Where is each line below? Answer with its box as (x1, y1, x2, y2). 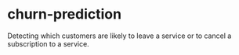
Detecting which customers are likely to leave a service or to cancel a (7, 31, 232, 40)
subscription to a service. (7, 39, 89, 48)
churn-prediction (7, 5, 122, 23)
